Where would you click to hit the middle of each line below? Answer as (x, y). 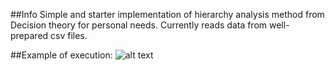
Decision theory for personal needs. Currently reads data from (139, 25)
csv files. (69, 35)
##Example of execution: (61, 55)
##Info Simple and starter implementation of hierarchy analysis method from (167, 14)
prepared (29, 35)
